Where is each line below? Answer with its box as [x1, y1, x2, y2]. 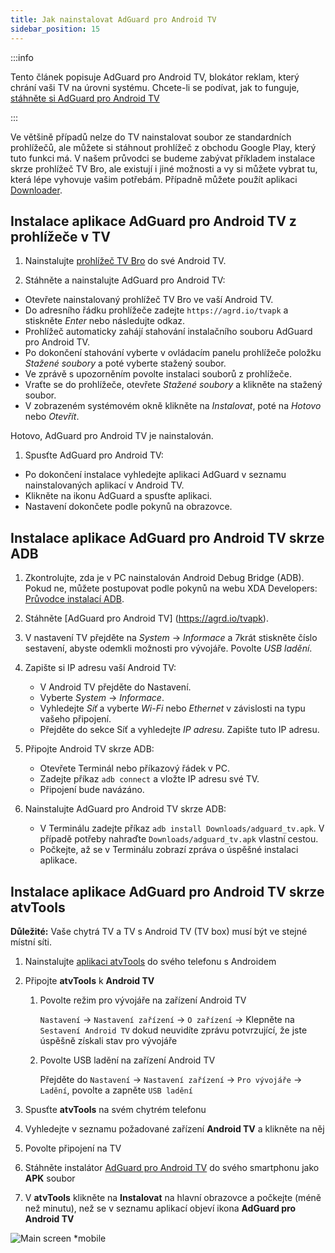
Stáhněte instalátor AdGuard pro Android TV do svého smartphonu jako [24, 1161, 320, 1173]
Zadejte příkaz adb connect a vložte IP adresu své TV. [39, 773, 260, 785]
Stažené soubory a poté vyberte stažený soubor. [24, 357, 227, 370]
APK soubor [24, 1172, 76, 1184]
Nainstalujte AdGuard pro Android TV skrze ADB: [24, 803, 227, 815]
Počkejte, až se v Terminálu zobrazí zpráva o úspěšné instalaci [39, 844, 299, 856]
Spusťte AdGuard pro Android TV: [24, 449, 164, 461]
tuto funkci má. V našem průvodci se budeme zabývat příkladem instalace [10, 152, 316, 164]
